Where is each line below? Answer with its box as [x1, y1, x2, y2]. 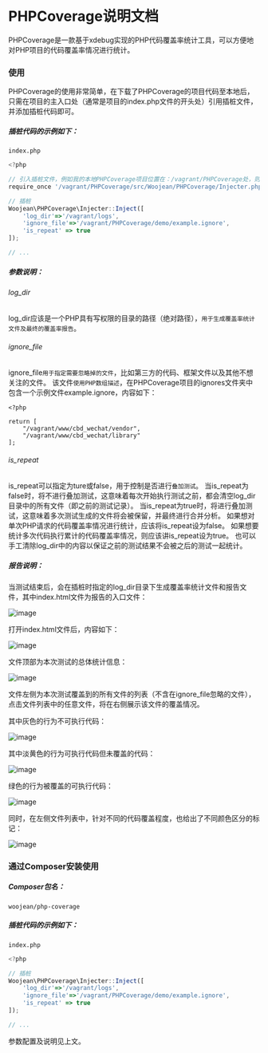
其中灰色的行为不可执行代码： [8, 716, 106, 726]
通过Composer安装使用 [8, 861, 100, 872]
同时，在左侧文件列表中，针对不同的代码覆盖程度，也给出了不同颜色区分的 [8, 813, 253, 822]
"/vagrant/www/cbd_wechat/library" [22, 432, 141, 440]
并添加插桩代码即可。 [8, 107, 78, 116]
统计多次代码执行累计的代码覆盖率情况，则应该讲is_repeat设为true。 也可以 [8, 530, 257, 540]
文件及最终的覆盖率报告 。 [8, 323, 81, 333]
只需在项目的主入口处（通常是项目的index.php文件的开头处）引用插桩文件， [8, 97, 258, 106]
